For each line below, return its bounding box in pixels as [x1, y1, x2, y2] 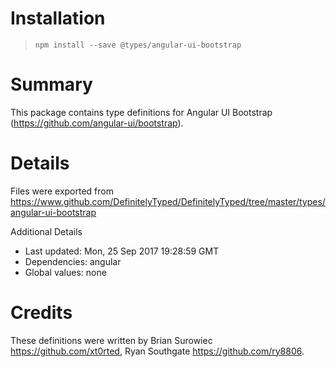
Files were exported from [10, 185, 114, 197]
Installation [10, 7, 106, 30]
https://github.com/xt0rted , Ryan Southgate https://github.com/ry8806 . [10, 345, 305, 357]
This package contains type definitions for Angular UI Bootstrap [10, 106, 273, 118]
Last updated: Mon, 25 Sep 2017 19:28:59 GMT [24, 245, 220, 257]
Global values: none [24, 266, 107, 278]
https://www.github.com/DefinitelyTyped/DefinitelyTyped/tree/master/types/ [10, 195, 326, 207]
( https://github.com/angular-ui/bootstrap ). [10, 117, 184, 129]
